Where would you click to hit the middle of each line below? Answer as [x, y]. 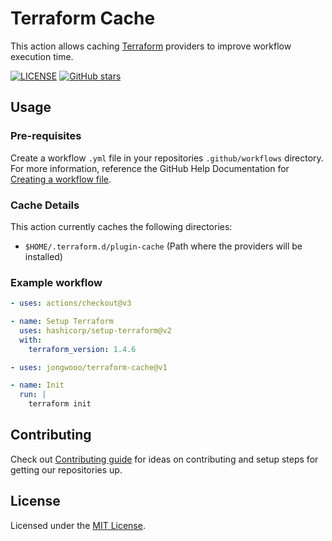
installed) [43, 256]
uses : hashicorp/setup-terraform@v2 [95, 330]
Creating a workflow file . [61, 179]
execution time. [42, 56]
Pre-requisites [46, 136]
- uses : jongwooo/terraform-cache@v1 [89, 367]
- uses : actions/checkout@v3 [71, 303]
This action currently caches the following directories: [121, 226]
